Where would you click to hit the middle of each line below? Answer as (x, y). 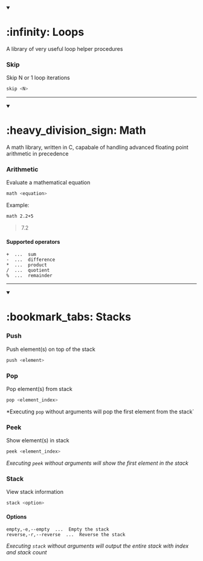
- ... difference (31, 260)
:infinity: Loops (45, 32)
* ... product (27, 265)
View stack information (35, 492)
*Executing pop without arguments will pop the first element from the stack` (100, 412)
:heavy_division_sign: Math (76, 130)
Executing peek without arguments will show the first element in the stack (98, 463)
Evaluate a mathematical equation (48, 183)
